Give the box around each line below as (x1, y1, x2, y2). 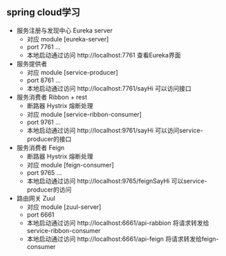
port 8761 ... (26, 75, 62, 84)
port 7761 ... (26, 42, 61, 51)
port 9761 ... (26, 118, 62, 126)
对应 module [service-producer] (26, 68, 118, 76)
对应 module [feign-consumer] (26, 161, 115, 169)
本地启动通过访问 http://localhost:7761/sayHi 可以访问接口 (26, 84, 191, 92)
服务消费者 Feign (16, 143, 65, 152)
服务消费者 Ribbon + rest (16, 93, 88, 101)
